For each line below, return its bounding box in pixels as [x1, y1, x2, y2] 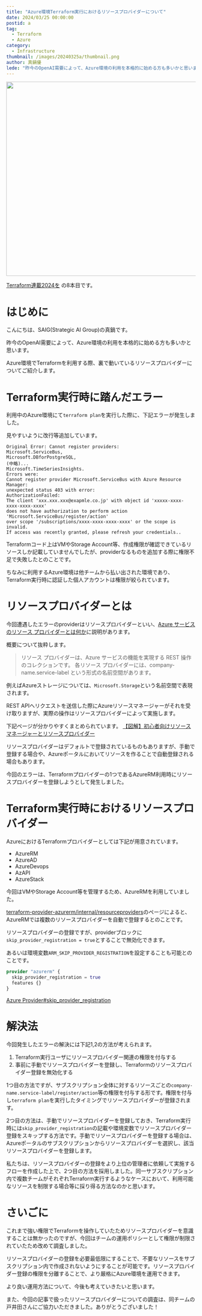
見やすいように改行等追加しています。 [6, 432, 100, 439]
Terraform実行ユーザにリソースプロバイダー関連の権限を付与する [14, 1054, 176, 1061]
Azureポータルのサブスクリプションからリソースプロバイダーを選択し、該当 [6, 1139, 194, 1146]
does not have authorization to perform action [6, 508, 128, 515]
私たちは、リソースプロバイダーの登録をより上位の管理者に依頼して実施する [6, 1160, 195, 1167]
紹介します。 [26, 367, 59, 374]
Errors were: [6, 471, 39, 477]
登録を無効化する [31, 1069, 73, 1076]
